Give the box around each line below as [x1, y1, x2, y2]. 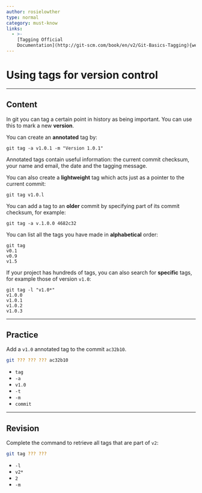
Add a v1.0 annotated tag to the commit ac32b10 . [6, 346, 127, 353]
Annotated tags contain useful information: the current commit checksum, [6, 156, 189, 163]
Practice [6, 330, 38, 340]
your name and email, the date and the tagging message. [6, 162, 147, 169]
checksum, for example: [6, 209, 66, 216]
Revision [6, 423, 40, 433]
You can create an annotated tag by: [6, 133, 97, 141]
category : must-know [6, 20, 58, 26]
